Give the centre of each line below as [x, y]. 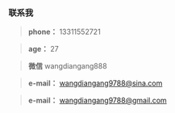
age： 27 [43, 49]
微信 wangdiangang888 [67, 66]
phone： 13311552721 [64, 32]
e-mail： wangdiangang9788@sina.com [95, 83]
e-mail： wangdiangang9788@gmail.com [97, 100]
